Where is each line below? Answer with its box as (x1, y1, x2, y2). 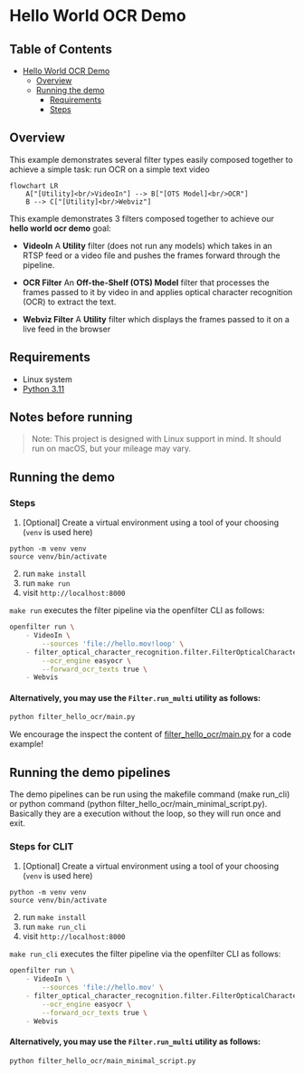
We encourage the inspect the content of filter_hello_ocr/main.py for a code (9, 729, 292, 740)
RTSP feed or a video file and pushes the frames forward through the (22, 250, 280, 261)
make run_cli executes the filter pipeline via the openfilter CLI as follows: (9, 948, 281, 960)
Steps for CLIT (9, 840, 74, 853)
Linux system (22, 373, 72, 385)
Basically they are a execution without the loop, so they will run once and (9, 808, 281, 820)
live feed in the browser (22, 323, 111, 334)
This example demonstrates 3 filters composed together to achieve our (9, 213, 274, 224)
